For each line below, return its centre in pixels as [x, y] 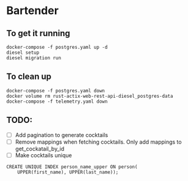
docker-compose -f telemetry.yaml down [57, 102]
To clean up [29, 77]
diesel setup [23, 53]
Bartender [33, 11]
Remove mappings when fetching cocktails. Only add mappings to [98, 142]
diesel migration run [34, 58]
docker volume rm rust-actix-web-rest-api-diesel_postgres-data [90, 96]
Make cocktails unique [43, 155]
